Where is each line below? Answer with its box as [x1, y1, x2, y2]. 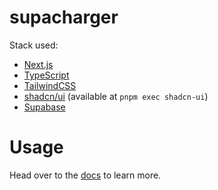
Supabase [23, 101, 66, 113]
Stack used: [9, 39, 59, 51]
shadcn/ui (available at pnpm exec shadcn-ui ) [23, 90, 209, 102]
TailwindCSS [23, 79, 77, 91]
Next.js [23, 58, 54, 70]
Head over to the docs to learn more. [9, 169, 162, 181]
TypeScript [23, 69, 70, 81]
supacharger [9, 6, 119, 29]
